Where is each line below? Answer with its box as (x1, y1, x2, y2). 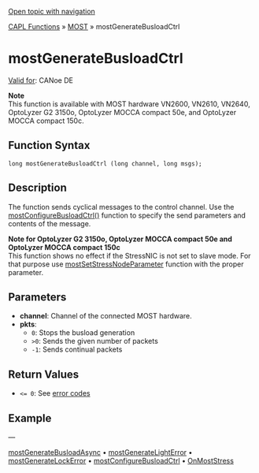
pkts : (19, 319, 37, 330)
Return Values (8, 367, 80, 381)
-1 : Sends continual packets (31, 345, 123, 354)
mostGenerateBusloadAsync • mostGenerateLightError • (8, 448, 193, 456)
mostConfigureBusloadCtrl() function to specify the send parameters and (8, 210, 246, 220)
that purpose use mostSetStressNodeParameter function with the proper (8, 259, 244, 269)
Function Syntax (8, 139, 91, 152)
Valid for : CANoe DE (8, 75, 73, 85)
